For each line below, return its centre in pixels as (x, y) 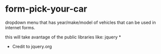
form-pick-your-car (46, 9)
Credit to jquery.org (32, 46)
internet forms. (20, 27)
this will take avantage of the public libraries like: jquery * (63, 37)
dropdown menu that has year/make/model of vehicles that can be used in (80, 22)
